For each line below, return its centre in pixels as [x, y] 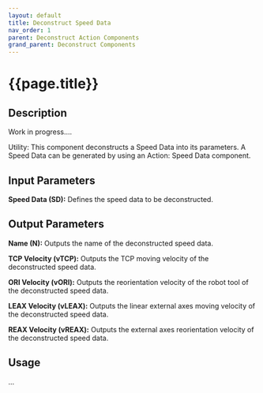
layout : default [35, 15]
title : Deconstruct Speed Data [60, 23]
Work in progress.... [40, 132]
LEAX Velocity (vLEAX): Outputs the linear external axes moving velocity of [132, 305]
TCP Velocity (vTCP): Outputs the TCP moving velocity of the [109, 258]
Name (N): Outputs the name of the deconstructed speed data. [111, 243]
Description [38, 112]
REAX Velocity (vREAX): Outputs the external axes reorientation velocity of [131, 329]
